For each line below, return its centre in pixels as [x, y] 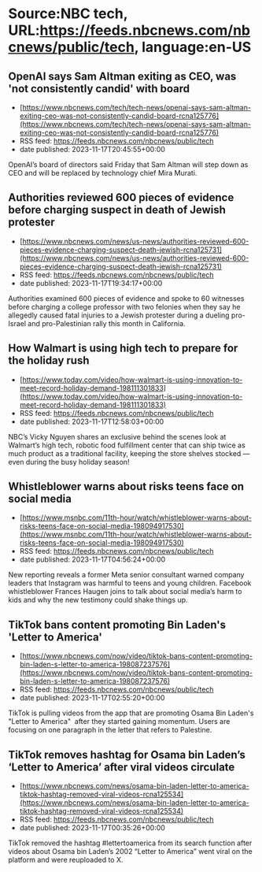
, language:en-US [193, 47]
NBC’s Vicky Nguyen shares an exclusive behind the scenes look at [117, 436]
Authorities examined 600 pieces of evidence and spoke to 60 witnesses [126, 298]
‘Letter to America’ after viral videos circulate [122, 767]
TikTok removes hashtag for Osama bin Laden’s [127, 754]
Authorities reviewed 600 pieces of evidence [121, 198]
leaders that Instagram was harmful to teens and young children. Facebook [130, 583]
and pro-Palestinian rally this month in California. [107, 323]
